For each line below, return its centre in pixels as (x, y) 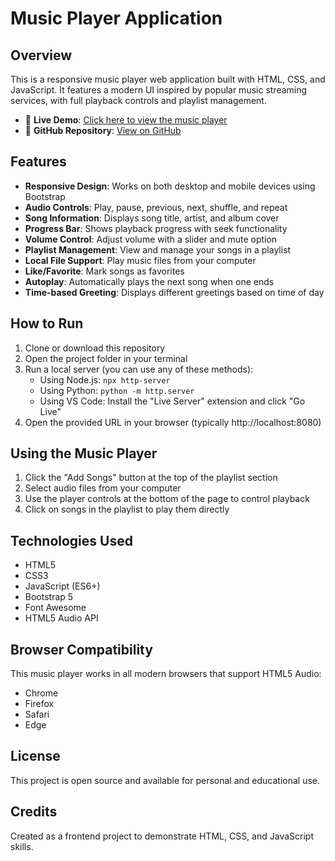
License (35, 756)
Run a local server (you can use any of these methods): (139, 369)
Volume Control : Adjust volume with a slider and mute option (151, 239)
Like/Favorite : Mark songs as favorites (104, 271)
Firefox (39, 704)
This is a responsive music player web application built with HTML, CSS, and (168, 79)
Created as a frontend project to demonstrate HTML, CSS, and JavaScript (162, 836)
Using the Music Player (84, 453)
